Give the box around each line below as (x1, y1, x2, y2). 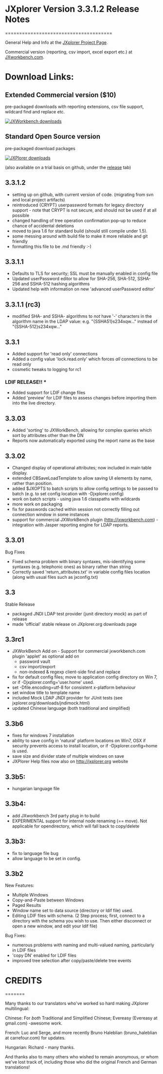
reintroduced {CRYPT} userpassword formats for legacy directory (12, 202, 145, 208)
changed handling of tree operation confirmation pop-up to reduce (12, 218, 146, 223)
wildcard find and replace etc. (5, 109, 65, 114)
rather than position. (12, 480, 53, 486)
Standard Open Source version (5, 132, 101, 141)
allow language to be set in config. (12, 855, 81, 861)
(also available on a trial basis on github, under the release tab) (5, 164, 131, 170)
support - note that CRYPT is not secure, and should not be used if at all (12, 207, 157, 213)
